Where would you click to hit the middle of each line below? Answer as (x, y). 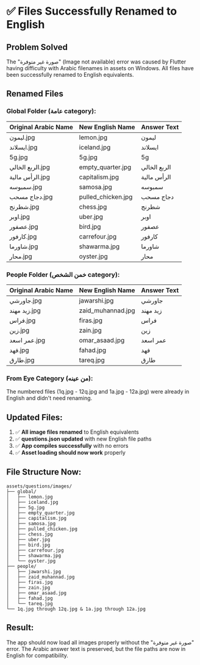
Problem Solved (37, 47)
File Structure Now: (44, 472)
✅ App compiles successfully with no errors (72, 446)
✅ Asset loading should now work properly (70, 453)
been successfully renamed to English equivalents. (70, 75)
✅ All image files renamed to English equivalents (77, 432)
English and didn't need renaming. (49, 398)
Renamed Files (35, 94)
